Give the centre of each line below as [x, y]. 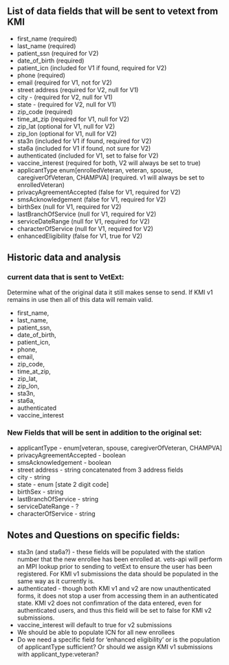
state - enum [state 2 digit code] [63, 484]
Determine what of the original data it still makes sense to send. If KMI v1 [110, 292]
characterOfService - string [56, 513]
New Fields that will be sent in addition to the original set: [105, 433]
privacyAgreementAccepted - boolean [71, 455]
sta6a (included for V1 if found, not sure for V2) [84, 148]
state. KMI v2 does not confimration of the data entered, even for [109, 603]
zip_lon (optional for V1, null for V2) [67, 133]
